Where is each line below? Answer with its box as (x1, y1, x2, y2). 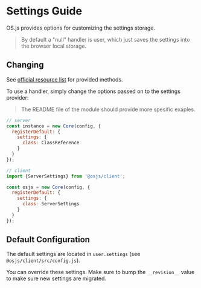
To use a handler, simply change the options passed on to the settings (6, 88, 181, 95)
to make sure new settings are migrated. (6, 275, 107, 282)
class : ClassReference (22, 140, 80, 146)
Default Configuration (6, 234, 91, 245)
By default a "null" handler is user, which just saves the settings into (21, 36, 190, 43)
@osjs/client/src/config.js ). (6, 257, 80, 264)
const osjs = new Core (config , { (6, 184, 91, 190)
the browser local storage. (21, 42, 86, 50)
